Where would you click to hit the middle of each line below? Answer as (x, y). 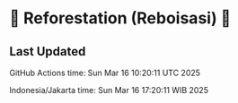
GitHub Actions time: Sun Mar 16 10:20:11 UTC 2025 (105, 73)
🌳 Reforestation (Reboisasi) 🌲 (120, 18)
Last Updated (48, 51)
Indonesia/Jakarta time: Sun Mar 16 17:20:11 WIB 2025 (109, 90)
